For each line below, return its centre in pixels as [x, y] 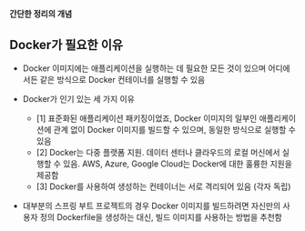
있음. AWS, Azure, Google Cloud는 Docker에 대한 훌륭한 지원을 [178, 164]
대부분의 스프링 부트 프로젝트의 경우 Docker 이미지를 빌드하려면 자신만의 [152, 206]
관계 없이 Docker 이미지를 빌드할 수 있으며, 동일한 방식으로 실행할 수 [174, 130]
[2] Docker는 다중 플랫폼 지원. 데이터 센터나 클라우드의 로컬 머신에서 [158, 153]
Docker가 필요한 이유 [66, 45]
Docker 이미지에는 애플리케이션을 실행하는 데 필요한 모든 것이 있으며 [144, 68]
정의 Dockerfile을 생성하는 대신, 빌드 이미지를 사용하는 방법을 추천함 [161, 217]
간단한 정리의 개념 [41, 14]
